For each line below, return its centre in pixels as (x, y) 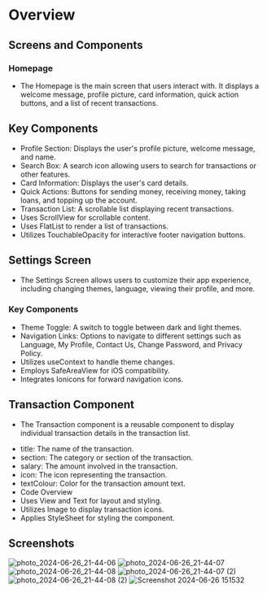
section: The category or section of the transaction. (107, 457)
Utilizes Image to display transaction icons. (92, 509)
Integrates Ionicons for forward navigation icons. (102, 379)
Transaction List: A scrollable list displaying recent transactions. (127, 208)
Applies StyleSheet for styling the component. (97, 517)
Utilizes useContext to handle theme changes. (97, 362)
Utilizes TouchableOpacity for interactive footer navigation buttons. (133, 234)
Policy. (31, 353)
